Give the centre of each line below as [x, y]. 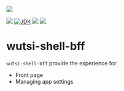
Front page [29, 75]
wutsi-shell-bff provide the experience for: [62, 63]
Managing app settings [44, 81]
